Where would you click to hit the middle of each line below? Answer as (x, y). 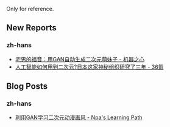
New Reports (31, 28)
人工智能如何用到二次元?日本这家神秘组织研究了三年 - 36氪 (89, 67)
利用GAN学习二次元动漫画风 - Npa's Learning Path (79, 117)
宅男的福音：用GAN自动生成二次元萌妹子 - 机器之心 (80, 59)
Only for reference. (30, 9)
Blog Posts (27, 87)
